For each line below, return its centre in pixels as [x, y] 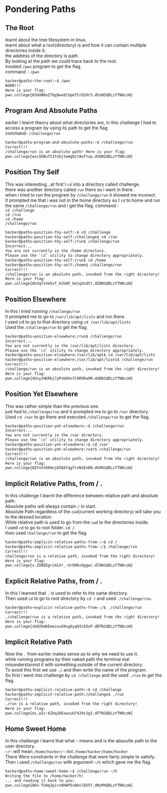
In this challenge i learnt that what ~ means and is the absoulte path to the [81, 741]
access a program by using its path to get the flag [56, 128]
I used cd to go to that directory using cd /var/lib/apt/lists [68, 322]
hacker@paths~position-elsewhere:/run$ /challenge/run [63, 336]
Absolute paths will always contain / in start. [51, 506]
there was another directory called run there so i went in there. [69, 190]
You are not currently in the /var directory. [54, 435]
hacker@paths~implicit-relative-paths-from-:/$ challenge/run [71, 547]
